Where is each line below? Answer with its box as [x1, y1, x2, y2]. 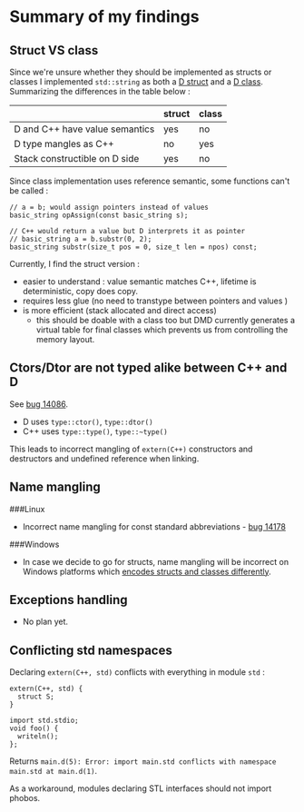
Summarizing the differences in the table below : [9, 86, 191, 96]
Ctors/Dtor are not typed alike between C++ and [9, 361, 288, 376]
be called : [9, 185, 49, 196]
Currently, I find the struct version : [9, 259, 141, 269]
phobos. [9, 793, 41, 804]
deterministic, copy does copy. [22, 286, 139, 296]
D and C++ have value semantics [14, 123, 155, 135]
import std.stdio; [9, 716, 79, 726]
